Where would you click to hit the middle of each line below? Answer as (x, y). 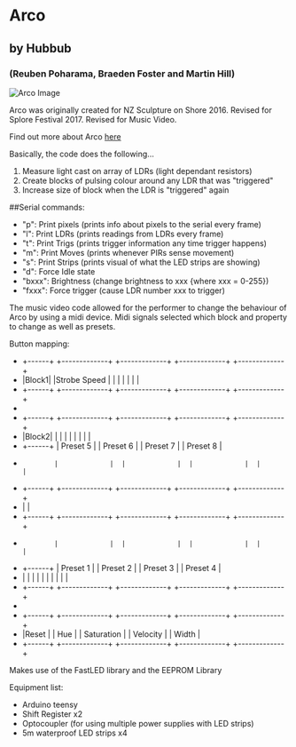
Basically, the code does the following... (82, 154)
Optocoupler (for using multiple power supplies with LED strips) (138, 723)
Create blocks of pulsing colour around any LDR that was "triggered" (148, 180)
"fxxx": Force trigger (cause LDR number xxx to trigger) (124, 290)
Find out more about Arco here (65, 136)
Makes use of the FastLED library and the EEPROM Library (116, 670)
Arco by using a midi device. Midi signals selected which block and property (148, 317)
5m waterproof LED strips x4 (74, 733)
